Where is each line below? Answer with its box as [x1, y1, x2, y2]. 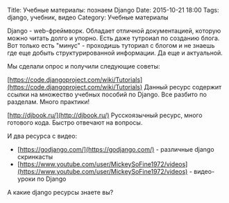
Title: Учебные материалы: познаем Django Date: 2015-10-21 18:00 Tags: [7, 6, 219, 14]
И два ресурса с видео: [7, 132, 78, 140]
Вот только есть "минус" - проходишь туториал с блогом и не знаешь [7, 42, 215, 49]
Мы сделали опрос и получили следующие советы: [7, 62, 161, 70]
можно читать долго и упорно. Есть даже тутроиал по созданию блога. [7, 34, 220, 42]
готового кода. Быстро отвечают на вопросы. [7, 118, 143, 127]
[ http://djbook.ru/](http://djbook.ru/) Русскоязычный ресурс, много [7, 111, 203, 119]
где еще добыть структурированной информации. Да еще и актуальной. [7, 48, 223, 57]
